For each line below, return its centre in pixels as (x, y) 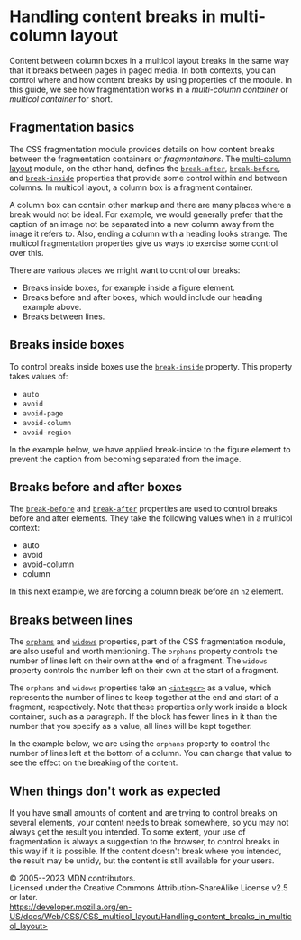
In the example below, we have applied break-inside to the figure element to (150, 449)
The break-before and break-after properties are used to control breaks (143, 509)
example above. (52, 306)
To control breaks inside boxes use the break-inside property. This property (151, 366)
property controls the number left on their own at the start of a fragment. (144, 671)
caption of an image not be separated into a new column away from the (142, 224)
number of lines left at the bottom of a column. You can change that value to (151, 753)
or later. (23, 897)
